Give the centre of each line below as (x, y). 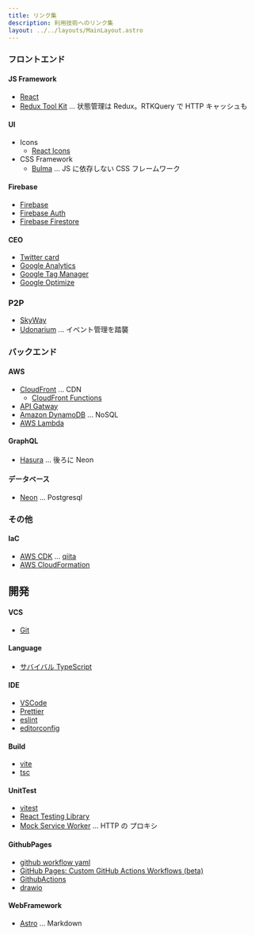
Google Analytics (48, 265)
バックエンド (33, 352)
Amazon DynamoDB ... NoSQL (69, 414)
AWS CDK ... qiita (48, 556)
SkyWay (33, 320)
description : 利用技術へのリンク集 (61, 23)
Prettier (32, 712)
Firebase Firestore (49, 221)
